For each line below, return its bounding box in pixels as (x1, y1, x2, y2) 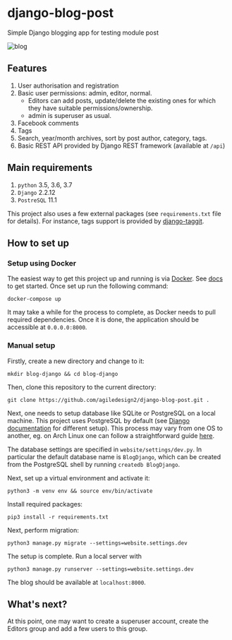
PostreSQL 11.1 (17, 196, 58, 204)
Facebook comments (17, 119, 79, 127)
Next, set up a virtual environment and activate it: (7, 473, 150, 482)
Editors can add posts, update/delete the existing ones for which (28, 96, 216, 105)
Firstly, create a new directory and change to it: (7, 357, 145, 365)
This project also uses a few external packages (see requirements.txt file (7, 209, 221, 218)
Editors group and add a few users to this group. (7, 624, 148, 633)
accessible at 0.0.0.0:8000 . (7, 323, 87, 331)
